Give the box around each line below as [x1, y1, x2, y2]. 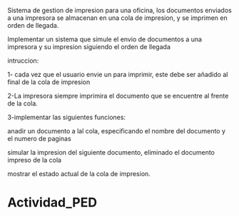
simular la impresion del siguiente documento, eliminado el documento [7, 148, 215, 156]
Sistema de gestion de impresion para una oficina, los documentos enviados [7, 6, 232, 14]
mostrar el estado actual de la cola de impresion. [7, 170, 151, 178]
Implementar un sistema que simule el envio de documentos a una [7, 35, 202, 43]
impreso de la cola [7, 156, 62, 164]
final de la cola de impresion [7, 78, 91, 86]
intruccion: [7, 56, 39, 65]
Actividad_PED [7, 195, 98, 211]
